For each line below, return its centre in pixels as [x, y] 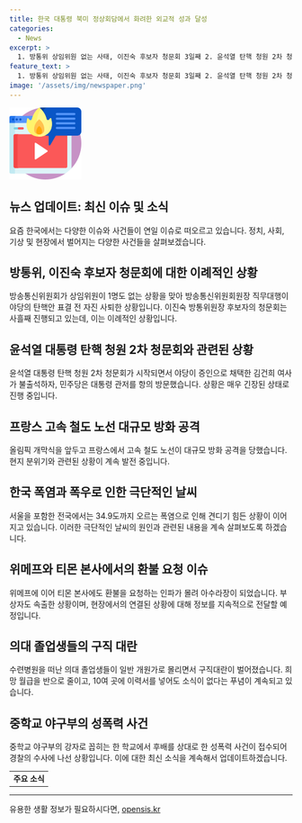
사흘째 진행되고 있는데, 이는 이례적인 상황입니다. [93, 319]
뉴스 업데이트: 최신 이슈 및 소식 [89, 207]
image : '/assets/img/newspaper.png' [78, 86]
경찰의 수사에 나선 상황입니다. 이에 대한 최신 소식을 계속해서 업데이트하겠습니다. [148, 758]
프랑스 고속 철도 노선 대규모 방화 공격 [105, 426]
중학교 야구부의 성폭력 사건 [79, 724]
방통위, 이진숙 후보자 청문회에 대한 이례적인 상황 [133, 272]
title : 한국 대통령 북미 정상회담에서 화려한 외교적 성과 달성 [108, 19]
